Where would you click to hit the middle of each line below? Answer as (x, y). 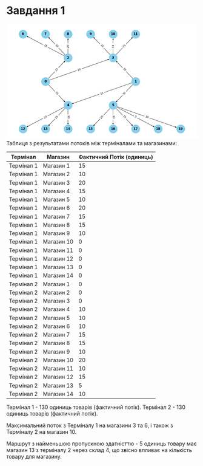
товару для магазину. (34, 457)
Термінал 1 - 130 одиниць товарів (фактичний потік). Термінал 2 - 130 (96, 407)
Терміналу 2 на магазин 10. (42, 432)
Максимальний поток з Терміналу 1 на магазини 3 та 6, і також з (90, 425)
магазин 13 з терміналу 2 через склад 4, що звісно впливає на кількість (99, 450)
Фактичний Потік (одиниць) (116, 157)
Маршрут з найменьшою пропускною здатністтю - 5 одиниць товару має (101, 444)
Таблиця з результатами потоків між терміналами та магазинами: (92, 143)
